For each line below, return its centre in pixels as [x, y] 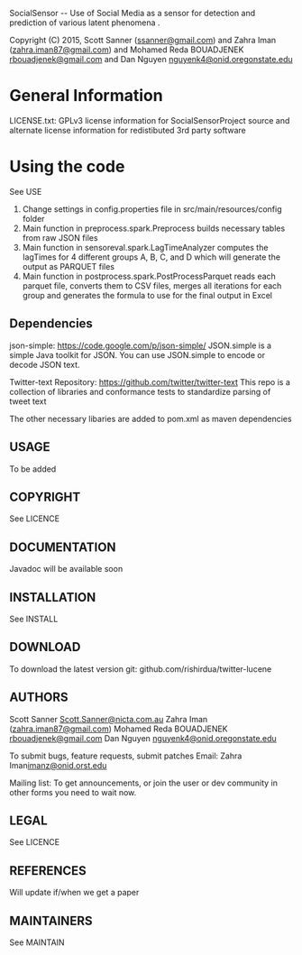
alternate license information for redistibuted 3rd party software [128, 130]
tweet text [28, 401]
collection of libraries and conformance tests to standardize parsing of [140, 391]
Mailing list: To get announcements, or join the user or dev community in [143, 783]
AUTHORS [39, 698]
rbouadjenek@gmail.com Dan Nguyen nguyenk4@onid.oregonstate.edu [143, 738]
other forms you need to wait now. [73, 792]
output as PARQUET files [69, 266]
